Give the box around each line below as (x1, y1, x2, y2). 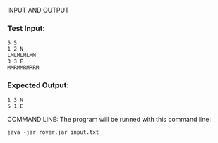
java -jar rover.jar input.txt (7, 128, 99, 136)
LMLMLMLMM (7, 52, 37, 59)
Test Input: (7, 23, 46, 33)
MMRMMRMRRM (7, 64, 40, 71)
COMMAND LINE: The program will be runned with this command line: (7, 115, 212, 123)
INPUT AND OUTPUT (7, 6, 69, 14)
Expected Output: (7, 80, 69, 90)
